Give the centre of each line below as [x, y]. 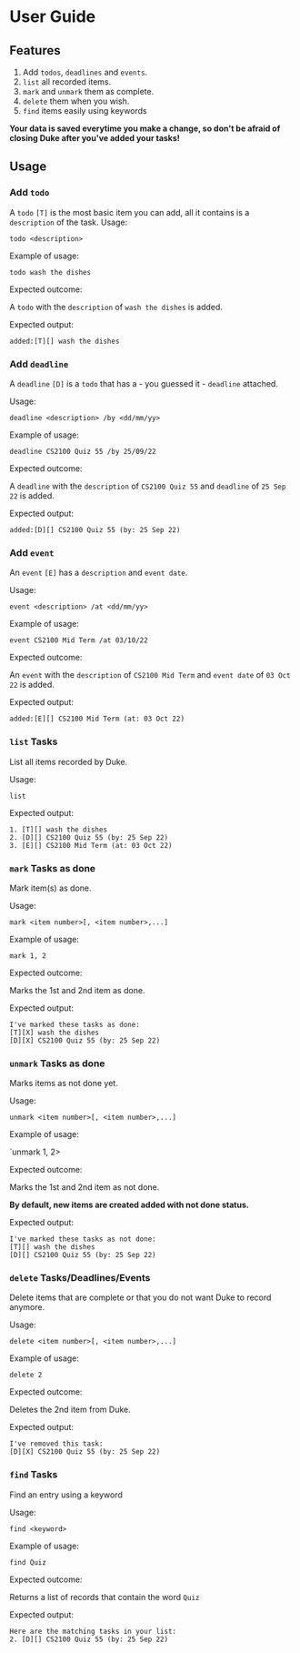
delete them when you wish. [76, 101]
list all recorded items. [67, 82]
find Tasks [34, 1475]
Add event [32, 552]
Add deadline [39, 364]
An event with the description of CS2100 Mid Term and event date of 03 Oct [150, 675]
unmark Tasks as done [57, 1063]
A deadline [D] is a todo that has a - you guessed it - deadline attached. [144, 383]
